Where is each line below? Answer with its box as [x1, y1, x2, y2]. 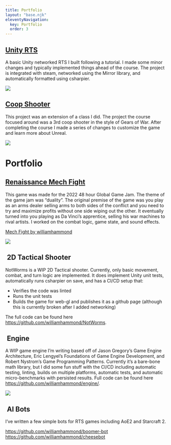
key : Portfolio [10, 22, 42, 27]
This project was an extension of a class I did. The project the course [5, 113, 151, 119]
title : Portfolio [5, 7, 42, 13]
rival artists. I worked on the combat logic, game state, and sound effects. [5, 218, 160, 225]
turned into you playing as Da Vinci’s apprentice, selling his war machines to [5, 213, 165, 219]
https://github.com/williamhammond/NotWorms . [5, 319, 107, 326]
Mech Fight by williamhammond [5, 229, 72, 235]
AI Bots [7, 404, 31, 413]
